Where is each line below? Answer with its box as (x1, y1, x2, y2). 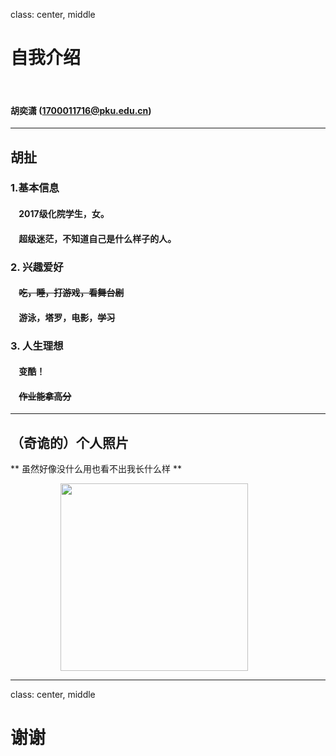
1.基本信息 (10, 181, 60, 195)
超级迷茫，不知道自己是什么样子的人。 (18, 232, 177, 244)
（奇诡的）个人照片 (10, 434, 129, 451)
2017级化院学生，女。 (18, 208, 110, 220)
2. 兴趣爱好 (10, 260, 64, 274)
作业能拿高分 (18, 390, 72, 402)
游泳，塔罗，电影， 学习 (18, 311, 116, 323)
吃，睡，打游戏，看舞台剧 (18, 287, 125, 299)
